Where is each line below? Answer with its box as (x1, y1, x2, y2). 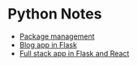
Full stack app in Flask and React (19, 48, 130, 58)
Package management (19, 31, 95, 41)
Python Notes (7, 5, 102, 23)
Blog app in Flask (19, 39, 78, 49)
